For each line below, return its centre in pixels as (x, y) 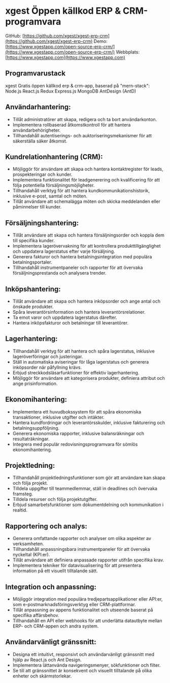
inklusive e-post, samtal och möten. (50, 196)
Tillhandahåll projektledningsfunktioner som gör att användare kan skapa (89, 478)
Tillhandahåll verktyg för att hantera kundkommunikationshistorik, (81, 191)
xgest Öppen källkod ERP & (63, 11)
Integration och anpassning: (51, 587)
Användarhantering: (38, 107)
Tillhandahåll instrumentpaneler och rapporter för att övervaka (78, 268)
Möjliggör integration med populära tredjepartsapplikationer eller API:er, (88, 599)
